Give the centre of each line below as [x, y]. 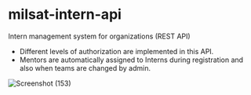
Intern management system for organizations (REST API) [99, 36]
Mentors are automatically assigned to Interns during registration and [131, 60]
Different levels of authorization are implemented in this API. [116, 51]
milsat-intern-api [65, 15]
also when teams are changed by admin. [85, 68]
